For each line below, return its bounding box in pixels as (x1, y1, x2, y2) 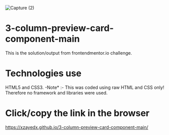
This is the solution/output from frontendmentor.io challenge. (5, 50, 133, 56)
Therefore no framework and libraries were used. (5, 89, 108, 96)
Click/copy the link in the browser (5, 108, 150, 119)
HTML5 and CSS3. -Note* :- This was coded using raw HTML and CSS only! (5, 84, 164, 91)
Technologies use (5, 68, 82, 79)
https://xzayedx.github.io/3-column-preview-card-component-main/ (5, 124, 148, 130)
